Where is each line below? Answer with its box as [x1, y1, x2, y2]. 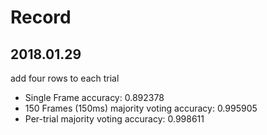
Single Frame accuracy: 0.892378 [24, 92, 165, 103]
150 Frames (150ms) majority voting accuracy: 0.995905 [24, 102, 258, 114]
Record [10, 6, 72, 29]
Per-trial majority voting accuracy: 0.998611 [24, 113, 205, 125]
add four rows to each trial [10, 72, 120, 84]
